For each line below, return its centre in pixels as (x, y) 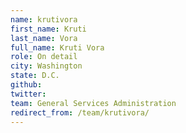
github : (26, 85)
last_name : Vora (44, 38)
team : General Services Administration (93, 103)
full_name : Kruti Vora (57, 47)
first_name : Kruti (48, 29)
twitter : (28, 94)
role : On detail (44, 57)
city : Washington (46, 66)
